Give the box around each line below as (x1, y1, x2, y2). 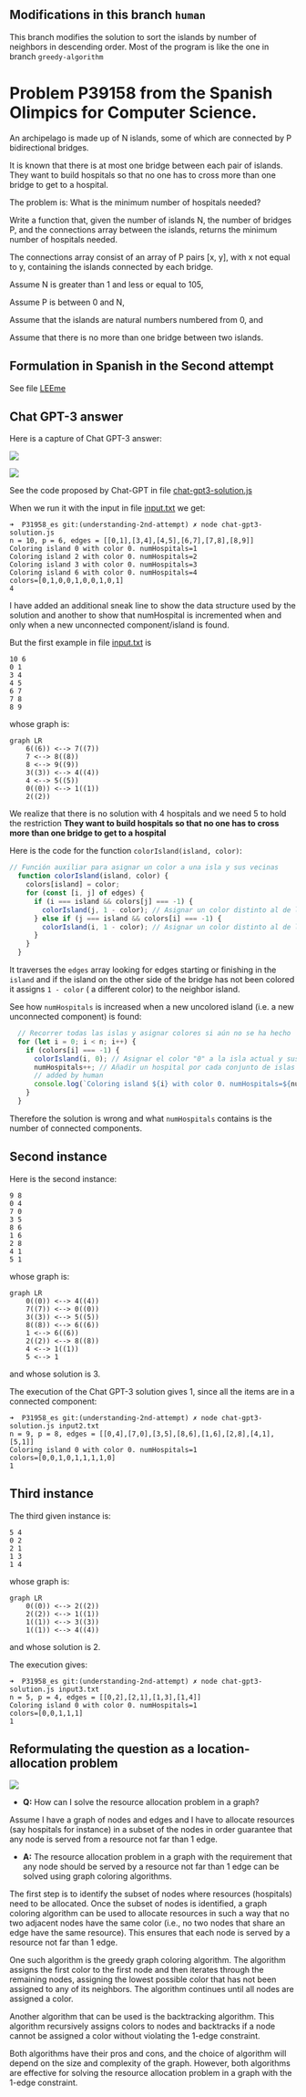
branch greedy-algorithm (9, 50, 104, 62)
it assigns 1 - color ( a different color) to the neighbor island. (9, 984, 240, 994)
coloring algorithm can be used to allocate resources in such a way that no (9, 1908, 290, 1919)
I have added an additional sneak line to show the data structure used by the (9, 600, 296, 611)
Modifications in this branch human (9, 7, 207, 23)
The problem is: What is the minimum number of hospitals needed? (9, 196, 261, 208)
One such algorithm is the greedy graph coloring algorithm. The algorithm (9, 1955, 287, 1966)
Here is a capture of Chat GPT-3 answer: (9, 433, 162, 444)
